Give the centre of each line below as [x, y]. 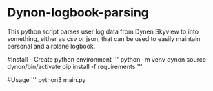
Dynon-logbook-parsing [78, 13]
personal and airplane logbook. [51, 46]
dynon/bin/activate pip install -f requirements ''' [75, 66]
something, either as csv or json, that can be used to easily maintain [104, 38]
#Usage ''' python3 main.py [47, 79]
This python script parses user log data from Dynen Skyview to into [103, 31]
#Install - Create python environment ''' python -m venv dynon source [107, 59]
